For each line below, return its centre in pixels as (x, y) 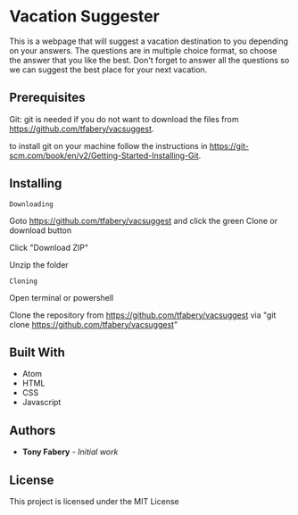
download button (41, 230)
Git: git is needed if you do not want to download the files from (124, 119)
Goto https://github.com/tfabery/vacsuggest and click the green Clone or (144, 220)
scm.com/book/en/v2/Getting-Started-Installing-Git (104, 155)
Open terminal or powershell (62, 297)
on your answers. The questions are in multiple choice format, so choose (143, 50)
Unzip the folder (39, 264)
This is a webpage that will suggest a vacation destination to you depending (149, 41)
